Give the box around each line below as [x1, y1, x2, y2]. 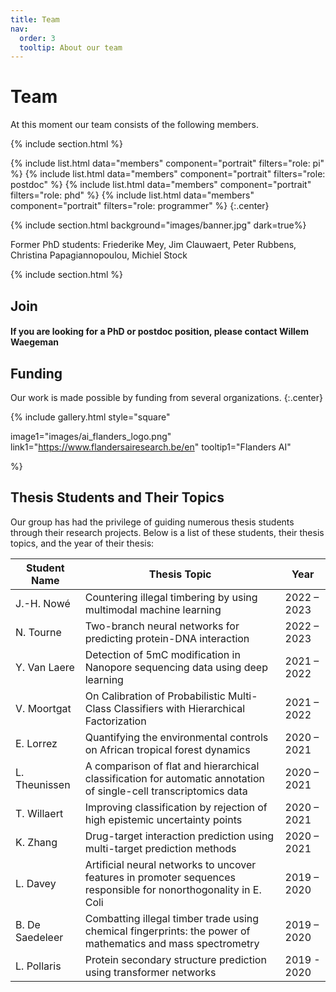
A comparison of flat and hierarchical [84, 759, 260, 773]
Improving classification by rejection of [84, 800, 268, 814]
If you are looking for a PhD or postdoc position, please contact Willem [10, 326, 309, 338]
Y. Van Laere [15, 660, 75, 674]
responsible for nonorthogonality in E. [84, 882, 262, 896]
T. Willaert [15, 806, 64, 820]
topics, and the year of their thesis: [10, 537, 155, 549]
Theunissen [15, 777, 71, 791]
